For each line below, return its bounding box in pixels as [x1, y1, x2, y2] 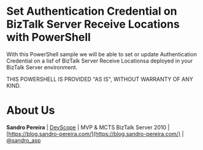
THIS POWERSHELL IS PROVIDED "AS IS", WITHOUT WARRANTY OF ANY [6, 75, 193, 83]
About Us [6, 103, 55, 118]
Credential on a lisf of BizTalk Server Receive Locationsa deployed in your [6, 57, 193, 64]
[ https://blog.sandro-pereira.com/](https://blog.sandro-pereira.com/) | [6, 130, 184, 137]
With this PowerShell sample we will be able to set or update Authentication [6, 50, 197, 58]
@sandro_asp [6, 137, 41, 144]
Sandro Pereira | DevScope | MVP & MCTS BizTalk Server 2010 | [6, 124, 170, 131]
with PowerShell [6, 31, 91, 44]
